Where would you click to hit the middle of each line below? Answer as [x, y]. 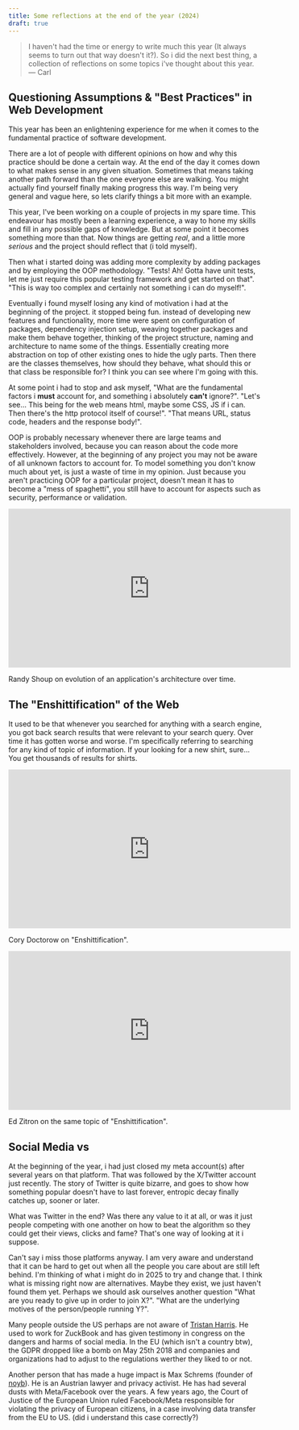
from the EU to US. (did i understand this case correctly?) [104, 1417]
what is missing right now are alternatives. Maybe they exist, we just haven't [135, 1283]
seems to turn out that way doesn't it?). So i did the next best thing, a [143, 55]
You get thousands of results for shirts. [73, 759]
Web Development [56, 110]
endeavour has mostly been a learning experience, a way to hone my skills [132, 221]
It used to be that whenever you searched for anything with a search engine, [135, 724]
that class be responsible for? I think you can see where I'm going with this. [133, 372]
